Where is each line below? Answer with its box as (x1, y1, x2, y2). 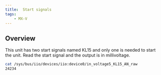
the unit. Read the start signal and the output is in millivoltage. (5, 52, 130, 58)
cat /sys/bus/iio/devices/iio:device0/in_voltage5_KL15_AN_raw (5, 62, 138, 67)
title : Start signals (5, 7, 52, 12)
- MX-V (14, 16, 28, 21)
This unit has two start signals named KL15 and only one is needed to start (5, 47, 156, 53)
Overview (5, 34, 36, 42)
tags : (5, 12, 16, 17)
